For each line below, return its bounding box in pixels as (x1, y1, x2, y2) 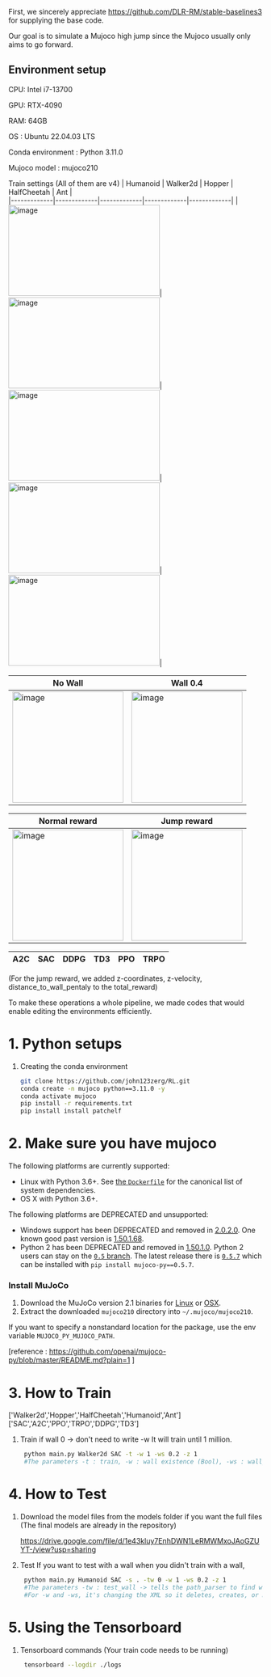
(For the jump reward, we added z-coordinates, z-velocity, (8, 974, 202, 983)
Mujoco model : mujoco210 (8, 163, 98, 172)
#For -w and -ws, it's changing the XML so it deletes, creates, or (23, 1590, 260, 1599)
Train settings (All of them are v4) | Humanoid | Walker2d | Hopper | (8, 178, 234, 188)
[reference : (8, 1346, 48, 1357)
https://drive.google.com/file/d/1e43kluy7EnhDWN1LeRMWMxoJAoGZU (19, 1535, 260, 1545)
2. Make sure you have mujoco (8, 1134, 217, 1153)
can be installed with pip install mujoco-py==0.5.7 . (19, 1260, 194, 1269)
